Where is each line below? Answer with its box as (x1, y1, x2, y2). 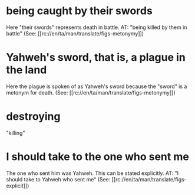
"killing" (6, 129, 25, 136)
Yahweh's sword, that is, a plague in (6, 51, 186, 64)
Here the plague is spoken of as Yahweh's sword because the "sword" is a (6, 83, 187, 90)
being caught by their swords (6, 4, 153, 18)
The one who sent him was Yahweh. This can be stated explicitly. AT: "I (6, 170, 179, 177)
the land (6, 63, 47, 77)
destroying (6, 110, 61, 123)
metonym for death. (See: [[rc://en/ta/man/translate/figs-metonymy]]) (6, 89, 176, 96)
